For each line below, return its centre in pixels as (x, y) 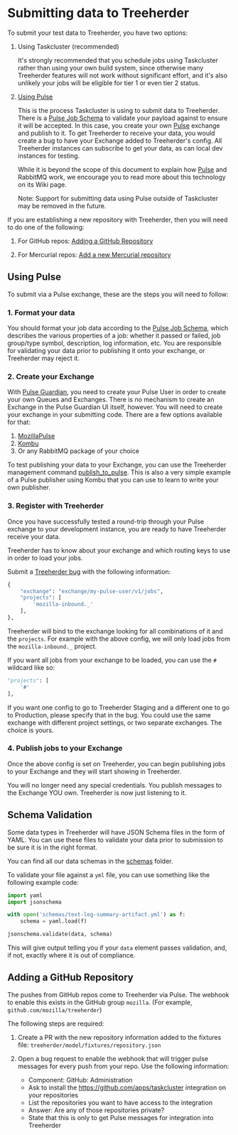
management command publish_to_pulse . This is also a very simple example (119, 472)
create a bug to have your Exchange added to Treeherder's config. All (120, 141)
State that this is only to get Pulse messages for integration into (121, 1117)
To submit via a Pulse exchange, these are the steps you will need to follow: (118, 294)
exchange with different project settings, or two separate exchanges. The (115, 722)
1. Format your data (41, 313)
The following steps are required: (56, 1023)
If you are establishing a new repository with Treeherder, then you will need (118, 219)
